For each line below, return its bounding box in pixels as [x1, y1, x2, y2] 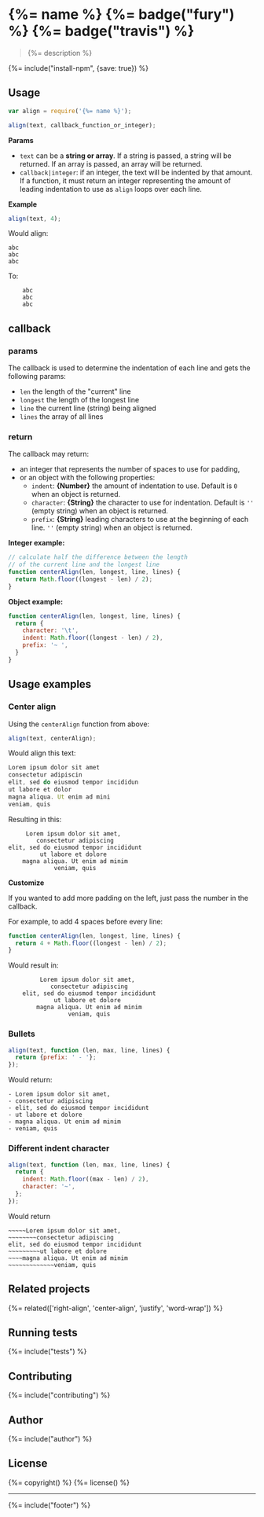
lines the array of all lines [19, 412, 104, 421]
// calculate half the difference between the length [8, 553, 189, 561]
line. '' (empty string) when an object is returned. [31, 523, 192, 532]
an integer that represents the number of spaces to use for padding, [19, 465, 240, 474]
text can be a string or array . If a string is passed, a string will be [19, 151, 232, 160]
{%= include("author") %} [8, 1434, 93, 1444]
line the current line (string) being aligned [19, 403, 157, 413]
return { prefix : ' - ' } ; [15, 1053, 97, 1062]
